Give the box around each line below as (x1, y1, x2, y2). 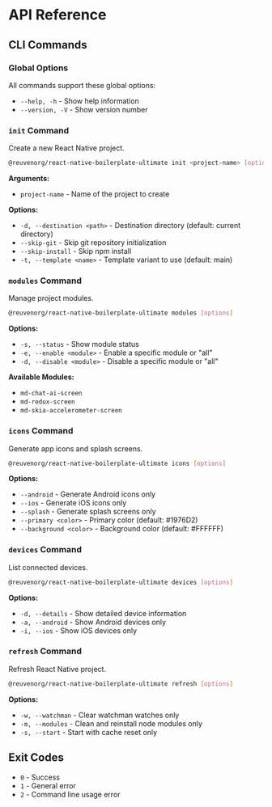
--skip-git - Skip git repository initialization (19, 238, 167, 247)
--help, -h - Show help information (19, 95, 139, 106)
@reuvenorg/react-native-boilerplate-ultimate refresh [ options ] (8, 679, 233, 688)
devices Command (8, 544, 83, 556)
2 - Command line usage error (19, 789, 121, 799)
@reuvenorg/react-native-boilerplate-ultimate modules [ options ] (8, 309, 233, 317)
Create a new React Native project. (8, 143, 125, 153)
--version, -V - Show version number (19, 104, 148, 114)
